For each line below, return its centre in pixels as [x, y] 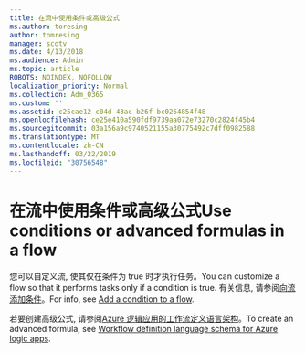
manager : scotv [38, 43]
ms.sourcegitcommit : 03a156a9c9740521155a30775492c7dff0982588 [132, 129]
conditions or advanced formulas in [147, 230]
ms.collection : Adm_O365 [57, 94]
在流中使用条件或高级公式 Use [121, 210]
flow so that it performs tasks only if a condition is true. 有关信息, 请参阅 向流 [152, 288]
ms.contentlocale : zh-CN [57, 145]
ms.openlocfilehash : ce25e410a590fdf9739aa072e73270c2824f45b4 [132, 120]
